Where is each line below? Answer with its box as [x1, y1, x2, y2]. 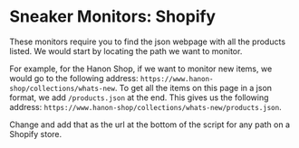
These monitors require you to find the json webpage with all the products [9, 36, 286, 47]
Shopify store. [9, 128, 63, 139]
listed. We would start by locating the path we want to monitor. [9, 45, 243, 56]
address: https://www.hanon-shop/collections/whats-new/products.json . [9, 101, 283, 112]
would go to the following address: [9, 72, 139, 83]
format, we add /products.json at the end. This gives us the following [9, 92, 269, 103]
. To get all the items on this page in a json [114, 82, 273, 93]
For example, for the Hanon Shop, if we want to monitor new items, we [9, 63, 273, 74]
